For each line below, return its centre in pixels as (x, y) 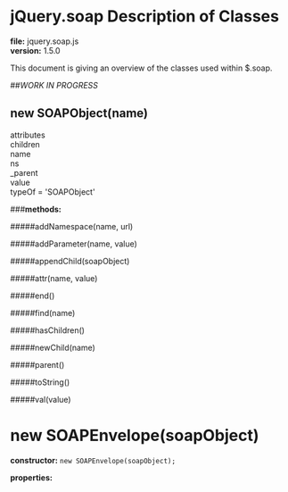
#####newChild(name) (53, 347)
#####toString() (40, 382)
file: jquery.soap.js (45, 41)
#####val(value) (41, 399)
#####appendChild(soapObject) (70, 261)
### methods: (36, 209)
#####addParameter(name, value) (74, 244)
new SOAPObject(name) (79, 113)
